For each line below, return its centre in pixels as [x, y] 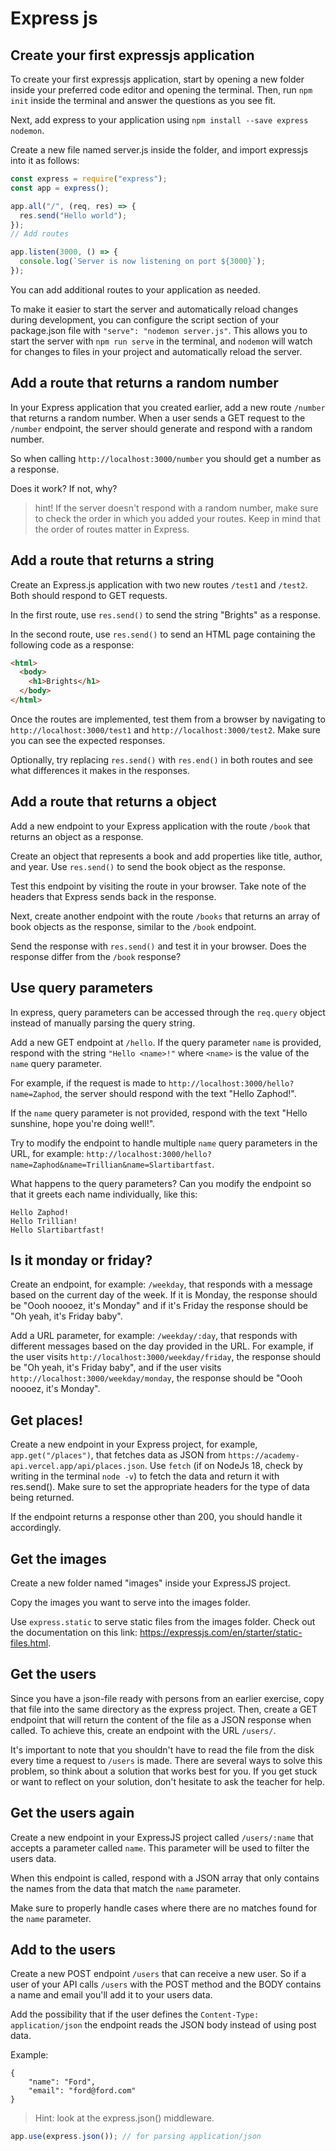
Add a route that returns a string [112, 560]
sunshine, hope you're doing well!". [83, 1123]
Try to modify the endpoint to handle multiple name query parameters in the [164, 1143]
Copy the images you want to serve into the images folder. [130, 1602]
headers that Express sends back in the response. [113, 896]
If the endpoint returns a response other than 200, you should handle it [156, 1517]
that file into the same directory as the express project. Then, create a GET [164, 1709]
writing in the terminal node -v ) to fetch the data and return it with [145, 1476]
